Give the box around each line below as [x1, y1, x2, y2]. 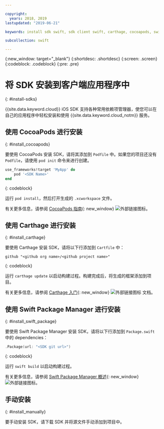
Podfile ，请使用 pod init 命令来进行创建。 [5, 157, 92, 163]
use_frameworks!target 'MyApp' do [5, 167, 76, 172]
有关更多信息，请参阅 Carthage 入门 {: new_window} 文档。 [5, 289, 156, 296]
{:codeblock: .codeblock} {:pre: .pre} [5, 61, 79, 67]
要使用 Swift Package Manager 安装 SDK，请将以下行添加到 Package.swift [5, 328, 155, 335]
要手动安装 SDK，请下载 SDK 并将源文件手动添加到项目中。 [5, 419, 124, 425]
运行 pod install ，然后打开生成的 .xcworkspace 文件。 [5, 195, 115, 201]
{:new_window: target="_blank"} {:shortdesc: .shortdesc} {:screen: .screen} [5, 56, 158, 62]
